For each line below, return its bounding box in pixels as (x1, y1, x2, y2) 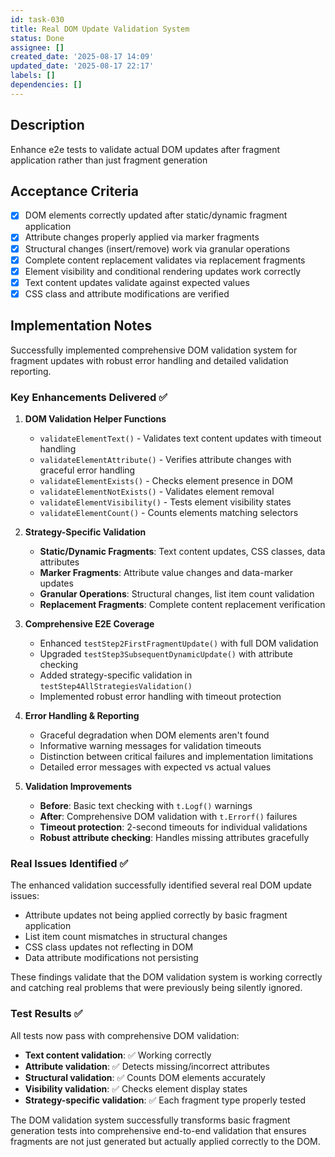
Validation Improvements (24, 780, 133, 792)
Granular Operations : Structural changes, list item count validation (39, 587, 315, 600)
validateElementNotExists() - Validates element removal (39, 485, 275, 497)
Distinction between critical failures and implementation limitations (39, 750, 314, 762)
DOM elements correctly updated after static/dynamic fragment (24, 209, 288, 221)
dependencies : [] (10, 80, 83, 90)
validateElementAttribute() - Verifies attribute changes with (39, 453, 292, 465)
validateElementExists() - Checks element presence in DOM (39, 474, 293, 486)
